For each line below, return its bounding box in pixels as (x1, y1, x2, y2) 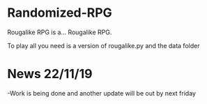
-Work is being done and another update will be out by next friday (7, 89, 197, 97)
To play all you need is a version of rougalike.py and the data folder (7, 41, 200, 50)
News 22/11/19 (7, 66, 93, 82)
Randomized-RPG (7, 5, 113, 21)
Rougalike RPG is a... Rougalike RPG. (7, 28, 112, 36)
